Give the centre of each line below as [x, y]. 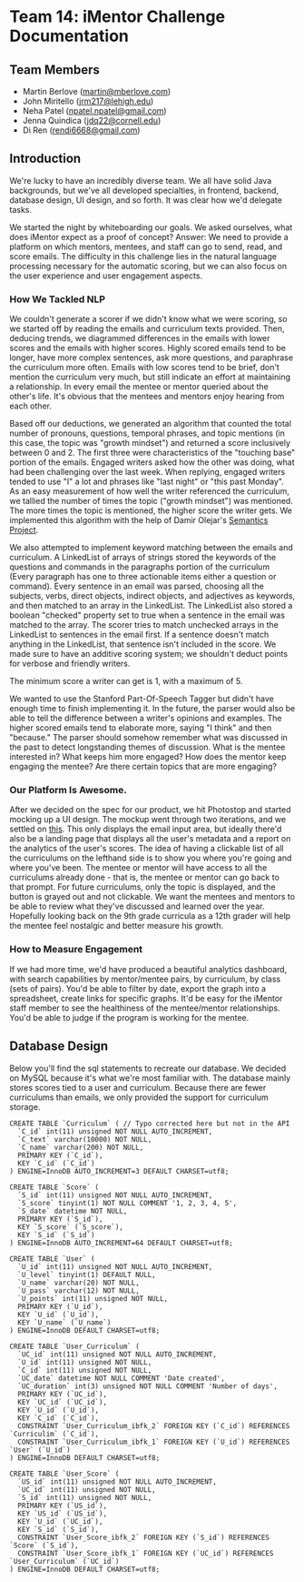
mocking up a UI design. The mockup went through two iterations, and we [148, 820]
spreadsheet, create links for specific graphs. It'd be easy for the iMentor [146, 998]
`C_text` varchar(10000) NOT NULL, [85, 1139]
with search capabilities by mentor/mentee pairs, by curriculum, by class [145, 979]
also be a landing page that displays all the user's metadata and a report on [150, 839]
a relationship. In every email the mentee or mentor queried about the [139, 387]
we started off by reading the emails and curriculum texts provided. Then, [147, 328]
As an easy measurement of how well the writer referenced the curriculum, [150, 491]
